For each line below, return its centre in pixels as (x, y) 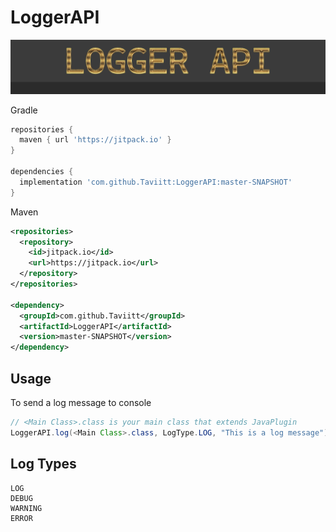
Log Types (43, 464)
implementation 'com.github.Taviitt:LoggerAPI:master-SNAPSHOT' (156, 182)
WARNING (26, 508)
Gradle (24, 110)
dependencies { (42, 172)
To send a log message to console (81, 402)
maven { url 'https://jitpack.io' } (95, 140)
